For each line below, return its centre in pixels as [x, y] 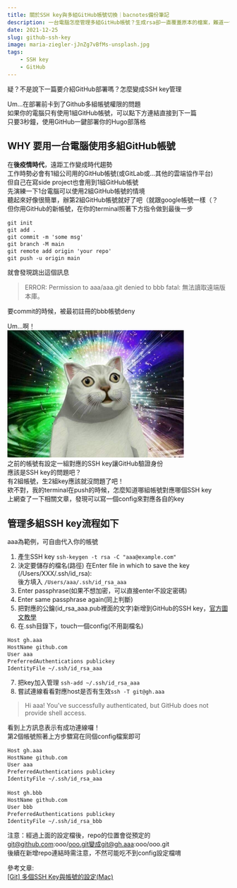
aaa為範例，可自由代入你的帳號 [53, 542]
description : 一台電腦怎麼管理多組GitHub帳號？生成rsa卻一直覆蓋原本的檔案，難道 [116, 22]
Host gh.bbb [25, 793]
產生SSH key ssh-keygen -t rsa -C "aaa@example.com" [97, 557]
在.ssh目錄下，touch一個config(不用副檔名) [80, 626]
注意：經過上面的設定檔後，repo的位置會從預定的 [79, 835]
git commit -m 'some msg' [45, 237]
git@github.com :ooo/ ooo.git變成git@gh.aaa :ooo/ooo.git [89, 844]
